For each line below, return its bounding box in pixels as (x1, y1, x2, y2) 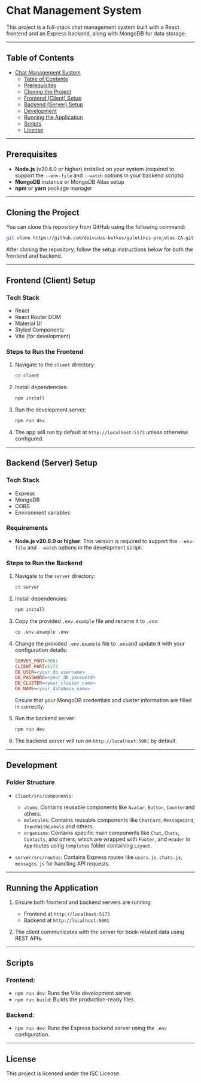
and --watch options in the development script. (27, 544, 142, 551)
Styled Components (14, 326, 65, 333)
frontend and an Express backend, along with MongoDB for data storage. (6, 29, 187, 37)
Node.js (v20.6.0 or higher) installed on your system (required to (14, 165, 175, 172)
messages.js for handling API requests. (14, 860, 111, 867)
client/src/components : (14, 792, 74, 799)
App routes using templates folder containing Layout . (23, 842, 153, 849)
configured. (14, 435, 44, 442)
